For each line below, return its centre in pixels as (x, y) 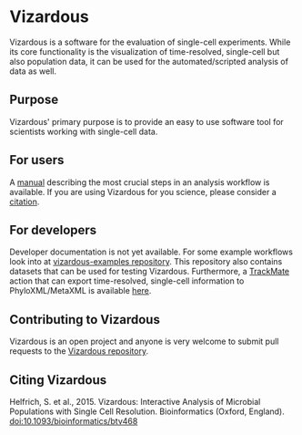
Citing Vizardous (58, 380)
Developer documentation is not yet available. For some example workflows (151, 252)
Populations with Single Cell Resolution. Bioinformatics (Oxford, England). (147, 411)
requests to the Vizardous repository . (79, 351)
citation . (25, 202)
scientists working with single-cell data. (84, 131)
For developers (53, 230)
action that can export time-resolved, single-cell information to (127, 281)
